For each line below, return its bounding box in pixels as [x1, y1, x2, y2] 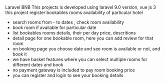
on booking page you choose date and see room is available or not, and [12, 46, 160, 51]
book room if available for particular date [12, 24, 96, 30]
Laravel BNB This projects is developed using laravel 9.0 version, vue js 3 [5, 4, 156, 10]
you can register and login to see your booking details [12, 72, 123, 78]
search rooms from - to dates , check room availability [12, 19, 124, 25]
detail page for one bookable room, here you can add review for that [12, 35, 153, 41]
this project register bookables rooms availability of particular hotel [5, 9, 143, 15]
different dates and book [12, 62, 63, 67]
